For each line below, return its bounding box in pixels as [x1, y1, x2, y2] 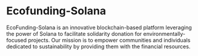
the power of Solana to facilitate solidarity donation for [6, 30, 142, 37]
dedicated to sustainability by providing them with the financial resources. [6, 43, 191, 50]
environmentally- [143, 30, 186, 37]
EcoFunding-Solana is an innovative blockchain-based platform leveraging [6, 24, 192, 31]
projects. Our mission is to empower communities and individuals [28, 36, 191, 43]
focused [6, 36, 27, 43]
